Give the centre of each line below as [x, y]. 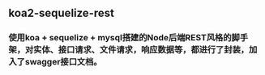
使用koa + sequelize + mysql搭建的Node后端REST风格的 [120, 38]
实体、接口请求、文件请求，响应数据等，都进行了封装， [141, 50]
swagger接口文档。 [64, 62]
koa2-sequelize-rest [62, 13]
